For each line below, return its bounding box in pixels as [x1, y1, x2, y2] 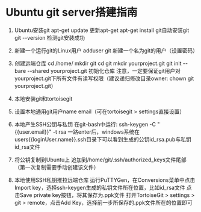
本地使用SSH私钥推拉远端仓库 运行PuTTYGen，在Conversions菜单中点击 [14, 176, 196, 184]
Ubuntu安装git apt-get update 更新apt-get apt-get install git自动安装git [14, 26, 190, 34]
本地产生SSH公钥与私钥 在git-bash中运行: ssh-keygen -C [14, 120, 156, 128]
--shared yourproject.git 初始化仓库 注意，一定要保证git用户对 [27, 67, 181, 74]
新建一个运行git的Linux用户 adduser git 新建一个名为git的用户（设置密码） [14, 46, 198, 54]
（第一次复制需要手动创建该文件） [14, 163, 99, 170]
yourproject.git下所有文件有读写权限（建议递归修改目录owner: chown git [14, 75, 194, 82]
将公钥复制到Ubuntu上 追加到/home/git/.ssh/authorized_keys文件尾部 [14, 156, 187, 163]
